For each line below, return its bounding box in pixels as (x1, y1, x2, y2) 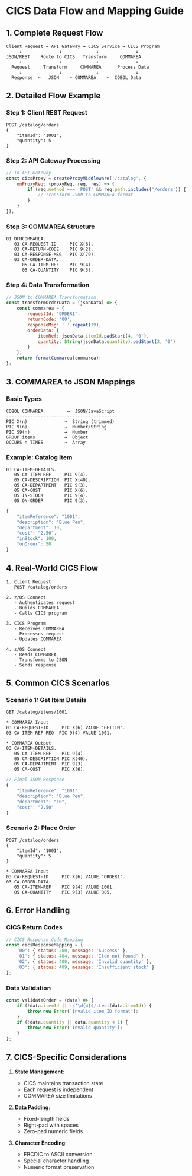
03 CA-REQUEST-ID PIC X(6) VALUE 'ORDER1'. (6, 873, 126, 879)
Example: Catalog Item (6, 453, 73, 461)
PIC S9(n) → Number (6, 429, 89, 435)
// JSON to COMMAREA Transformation (6, 294, 96, 300)
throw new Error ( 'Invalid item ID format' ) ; (27, 1008, 139, 1014)
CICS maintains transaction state (23, 1079, 103, 1086)
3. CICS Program (6, 620, 46, 627)
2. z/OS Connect (6, 595, 46, 600)
